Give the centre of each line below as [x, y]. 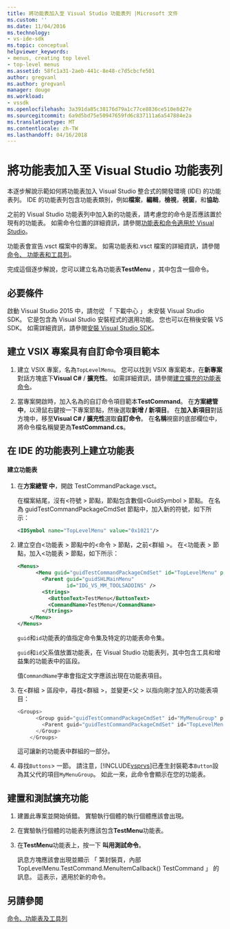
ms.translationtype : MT [41, 122]
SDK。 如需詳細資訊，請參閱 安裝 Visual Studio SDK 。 [82, 328]
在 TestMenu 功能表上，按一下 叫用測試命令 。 [81, 845]
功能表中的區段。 [59, 661]
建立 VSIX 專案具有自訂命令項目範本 [83, 352]
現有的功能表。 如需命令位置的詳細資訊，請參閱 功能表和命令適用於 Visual [111, 223]
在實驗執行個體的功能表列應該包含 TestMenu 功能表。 [92, 831]
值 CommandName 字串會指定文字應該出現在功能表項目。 [91, 676]
